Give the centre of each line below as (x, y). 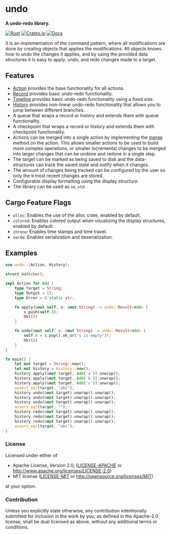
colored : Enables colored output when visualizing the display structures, (89, 220)
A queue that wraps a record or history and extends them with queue (86, 115)
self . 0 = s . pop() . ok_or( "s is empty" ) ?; (68, 335)
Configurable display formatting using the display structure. (76, 181)
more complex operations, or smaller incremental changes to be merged (89, 148)
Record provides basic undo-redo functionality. (63, 94)
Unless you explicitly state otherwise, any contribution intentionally (76, 511)
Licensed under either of (31, 455)
